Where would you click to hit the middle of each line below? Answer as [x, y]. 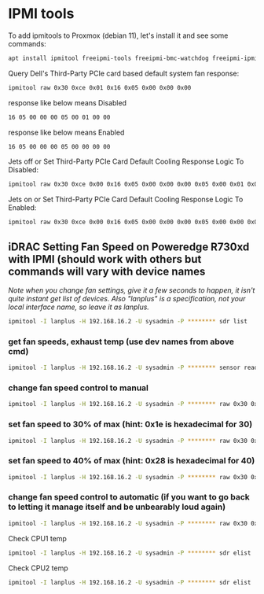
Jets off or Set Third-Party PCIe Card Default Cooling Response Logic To [126, 161]
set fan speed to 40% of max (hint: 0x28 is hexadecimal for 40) [132, 461]
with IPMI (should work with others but [105, 259]
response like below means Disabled [68, 102]
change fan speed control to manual [79, 388]
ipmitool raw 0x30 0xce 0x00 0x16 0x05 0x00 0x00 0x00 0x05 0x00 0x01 [126, 184]
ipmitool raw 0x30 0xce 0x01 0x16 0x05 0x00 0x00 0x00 [100, 87]
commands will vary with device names [107, 271]
